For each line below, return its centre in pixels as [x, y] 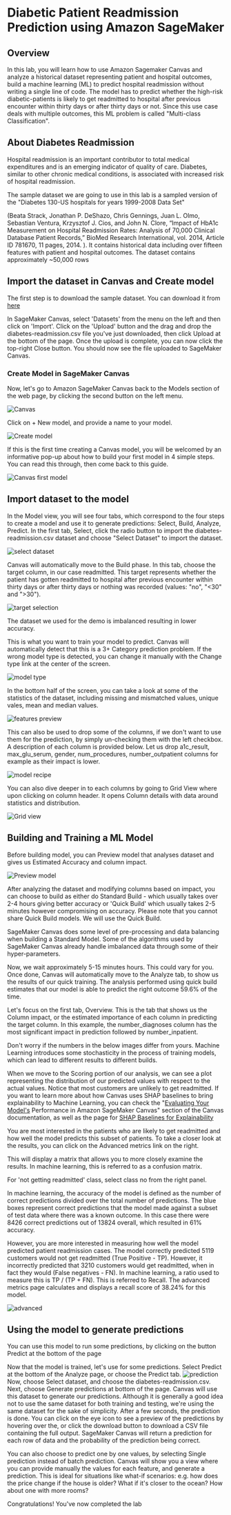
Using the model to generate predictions [96, 1329]
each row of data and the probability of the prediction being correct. [104, 1440]
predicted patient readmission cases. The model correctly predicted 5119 [111, 1250]
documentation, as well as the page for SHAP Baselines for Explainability [110, 1117]
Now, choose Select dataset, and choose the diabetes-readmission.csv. [109, 1382]
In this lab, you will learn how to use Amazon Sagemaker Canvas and [105, 69]
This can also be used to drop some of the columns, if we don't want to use [114, 732]
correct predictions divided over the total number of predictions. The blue [112, 1200]
